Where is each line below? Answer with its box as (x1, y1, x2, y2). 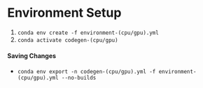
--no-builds (62, 75, 97, 82)
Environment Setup (7, 5, 122, 21)
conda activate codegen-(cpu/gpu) (17, 36, 118, 43)
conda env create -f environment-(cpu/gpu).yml (17, 29, 159, 36)
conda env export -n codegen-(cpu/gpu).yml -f (17, 68, 156, 75)
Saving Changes (7, 51, 57, 60)
